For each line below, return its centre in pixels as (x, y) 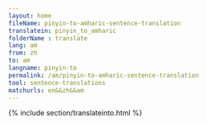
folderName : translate (48, 38)
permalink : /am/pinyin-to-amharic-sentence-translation (103, 75)
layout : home (30, 16)
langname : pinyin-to (43, 68)
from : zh (23, 53)
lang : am (23, 46)
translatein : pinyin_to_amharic (62, 30)
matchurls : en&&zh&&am (46, 90)
